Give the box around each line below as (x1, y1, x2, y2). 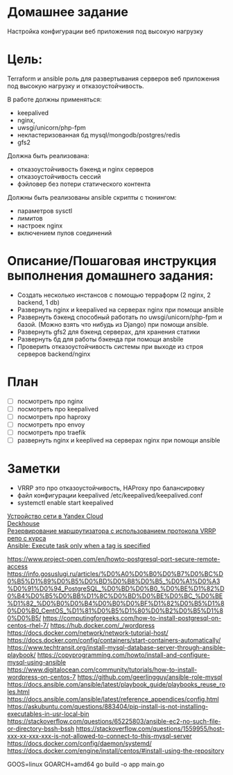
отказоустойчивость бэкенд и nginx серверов (17, 164, 154, 173)
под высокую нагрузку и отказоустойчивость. (7, 81, 144, 90)
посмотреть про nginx (17, 397, 83, 405)
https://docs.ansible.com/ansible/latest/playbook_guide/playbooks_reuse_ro (7, 681, 225, 689)
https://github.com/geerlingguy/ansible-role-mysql (77, 673, 223, 681)
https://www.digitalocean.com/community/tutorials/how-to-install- (7, 665, 198, 674)
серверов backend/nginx (17, 350, 91, 358)
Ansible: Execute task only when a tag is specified (7, 542, 150, 550)
